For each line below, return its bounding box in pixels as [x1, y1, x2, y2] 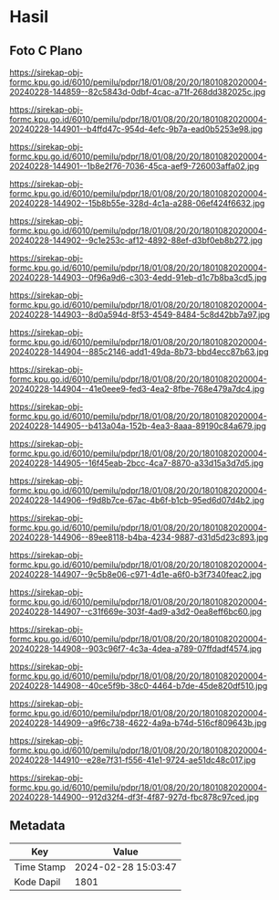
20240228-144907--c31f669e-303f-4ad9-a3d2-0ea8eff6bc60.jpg [9, 606, 263, 617]
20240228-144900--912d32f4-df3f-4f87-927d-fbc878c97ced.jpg [9, 792, 260, 802]
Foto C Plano [9, 43, 83, 58]
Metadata [9, 818, 66, 833]
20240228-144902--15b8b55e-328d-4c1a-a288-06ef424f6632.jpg [9, 198, 265, 208]
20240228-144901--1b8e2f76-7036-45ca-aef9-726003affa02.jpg [9, 161, 260, 171]
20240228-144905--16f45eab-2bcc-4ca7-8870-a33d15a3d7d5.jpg [9, 458, 264, 468]
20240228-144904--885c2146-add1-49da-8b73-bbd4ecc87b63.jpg [9, 346, 269, 357]
